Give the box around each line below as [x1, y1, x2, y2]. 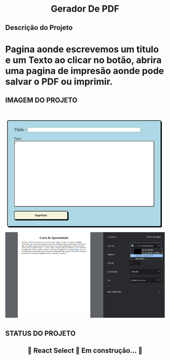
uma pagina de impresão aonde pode [5, 65, 164, 77]
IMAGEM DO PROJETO [5, 96, 77, 104]
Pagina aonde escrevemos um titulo [5, 44, 159, 55]
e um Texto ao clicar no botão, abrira [5, 54, 162, 66]
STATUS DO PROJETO [5, 329, 76, 338]
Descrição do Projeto [5, 23, 73, 32]
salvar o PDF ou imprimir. [5, 76, 113, 87]
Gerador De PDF [50, 3, 120, 15]
